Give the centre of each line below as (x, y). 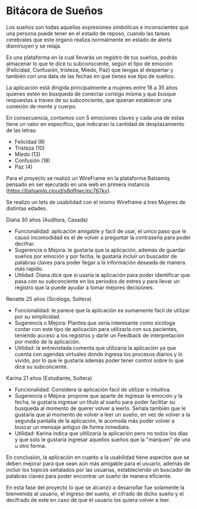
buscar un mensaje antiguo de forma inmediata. (72, 427)
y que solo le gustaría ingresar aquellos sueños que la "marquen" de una (102, 439)
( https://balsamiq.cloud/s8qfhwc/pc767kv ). (59, 190)
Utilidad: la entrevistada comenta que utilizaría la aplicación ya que (95, 348)
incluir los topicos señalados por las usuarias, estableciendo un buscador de (98, 470)
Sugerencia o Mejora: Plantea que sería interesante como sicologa (95, 323)
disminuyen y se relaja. (34, 46)
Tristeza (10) (30, 148)
